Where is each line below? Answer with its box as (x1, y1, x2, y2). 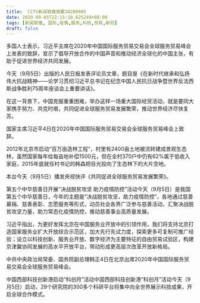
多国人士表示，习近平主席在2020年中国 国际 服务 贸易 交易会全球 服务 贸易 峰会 (6, 42, 192, 50)
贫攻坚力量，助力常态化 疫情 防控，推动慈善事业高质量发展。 (6, 208, 152, 215)
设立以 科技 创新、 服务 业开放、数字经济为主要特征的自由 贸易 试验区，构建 (16, 236, 194, 243)
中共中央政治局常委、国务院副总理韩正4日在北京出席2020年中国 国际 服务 (6, 256, 185, 263)
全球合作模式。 (11, 290, 48, 298)
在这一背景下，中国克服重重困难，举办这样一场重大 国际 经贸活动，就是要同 (6, 98, 189, 105)
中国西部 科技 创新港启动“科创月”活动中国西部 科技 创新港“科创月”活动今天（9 (6, 276, 191, 283)
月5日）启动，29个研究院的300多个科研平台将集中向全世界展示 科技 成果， (6, 283, 187, 290)
